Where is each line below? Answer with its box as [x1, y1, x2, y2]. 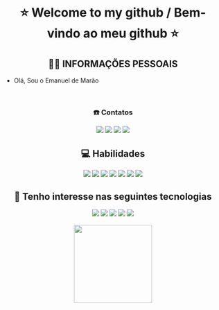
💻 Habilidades [80, 148, 146, 160]
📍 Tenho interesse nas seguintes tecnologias [14, 191, 212, 203]
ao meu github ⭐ [82, 26, 179, 42]
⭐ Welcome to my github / [19, 5, 172, 21]
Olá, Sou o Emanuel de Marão [13, 76, 99, 85]
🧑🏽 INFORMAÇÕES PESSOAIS [48, 58, 178, 69]
